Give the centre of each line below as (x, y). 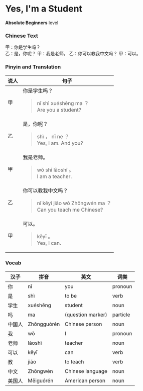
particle (121, 315)
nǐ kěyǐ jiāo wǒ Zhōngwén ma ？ (74, 203)
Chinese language (86, 371)
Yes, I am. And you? (60, 143)
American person (85, 380)
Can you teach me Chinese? (70, 210)
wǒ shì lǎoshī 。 (55, 170)
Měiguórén (41, 380)
